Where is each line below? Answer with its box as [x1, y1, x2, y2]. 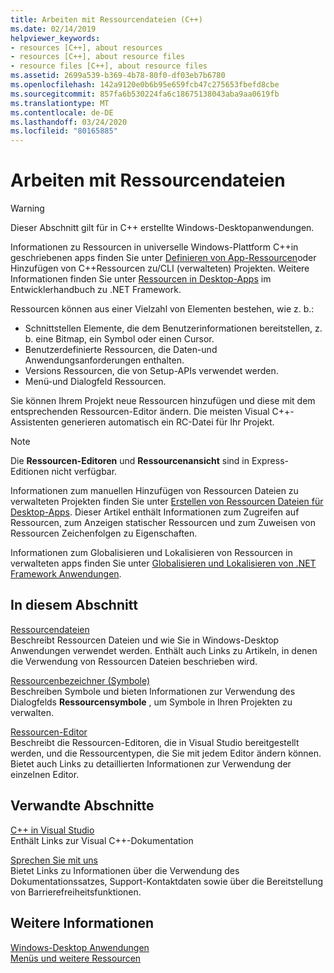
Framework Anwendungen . [10, 568, 122, 580]
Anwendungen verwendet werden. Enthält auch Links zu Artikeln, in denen [10, 644, 318, 656]
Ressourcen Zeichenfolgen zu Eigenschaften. [10, 527, 198, 540]
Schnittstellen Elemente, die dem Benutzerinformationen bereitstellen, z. [24, 322, 323, 335]
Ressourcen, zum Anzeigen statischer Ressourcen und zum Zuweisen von [10, 517, 316, 529]
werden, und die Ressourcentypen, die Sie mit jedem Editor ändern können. [10, 747, 322, 759]
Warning [10, 202, 45, 215]
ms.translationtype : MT [10, 98, 110, 108]
